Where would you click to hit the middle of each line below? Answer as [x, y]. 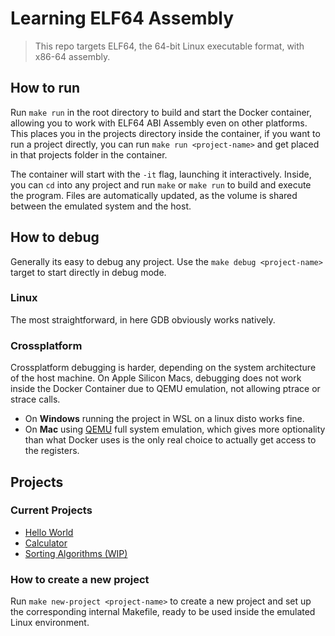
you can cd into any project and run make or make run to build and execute [161, 184]
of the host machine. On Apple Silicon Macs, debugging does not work [156, 378]
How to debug [55, 237]
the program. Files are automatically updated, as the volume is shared [154, 195]
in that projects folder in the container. [89, 154]
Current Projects [51, 510]
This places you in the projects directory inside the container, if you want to [165, 133]
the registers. [52, 451]
